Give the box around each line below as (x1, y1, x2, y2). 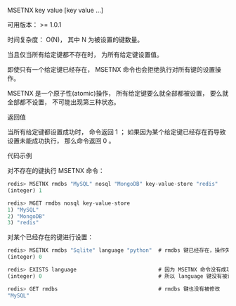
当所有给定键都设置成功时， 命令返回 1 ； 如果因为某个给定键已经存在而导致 (7, 128, 226, 136)
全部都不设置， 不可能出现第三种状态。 (7, 98, 120, 106)
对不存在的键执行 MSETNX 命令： (7, 167, 105, 174)
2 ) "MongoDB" (7, 212, 46, 220)
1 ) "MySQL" (7, 206, 39, 213)
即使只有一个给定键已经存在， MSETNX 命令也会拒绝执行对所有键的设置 (7, 65, 216, 73)
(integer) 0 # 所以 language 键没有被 (7, 272, 228, 280)
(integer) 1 (7, 186, 42, 194)
